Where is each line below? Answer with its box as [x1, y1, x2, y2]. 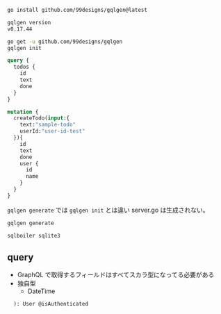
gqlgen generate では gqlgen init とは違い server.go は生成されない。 [7, 206, 210, 214]
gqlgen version [7, 19, 51, 26]
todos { [13, 63, 36, 71]
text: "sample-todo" [19, 122, 76, 129]
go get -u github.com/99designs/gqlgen [7, 38, 123, 45]
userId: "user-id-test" [19, 128, 85, 135]
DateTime [27, 287, 56, 295]
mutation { [7, 108, 39, 115]
